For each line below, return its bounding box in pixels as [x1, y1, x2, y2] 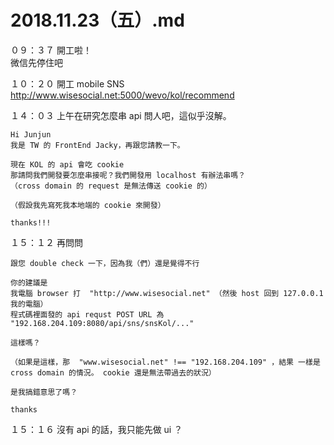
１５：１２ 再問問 [10, 236, 83, 248]
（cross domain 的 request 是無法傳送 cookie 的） [10, 181, 212, 191]
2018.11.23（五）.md [10, 9, 185, 32]
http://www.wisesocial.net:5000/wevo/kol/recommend [10, 89, 235, 101]
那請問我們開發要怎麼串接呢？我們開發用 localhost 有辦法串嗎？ [10, 170, 247, 180]
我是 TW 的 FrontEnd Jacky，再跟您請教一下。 [10, 140, 185, 150]
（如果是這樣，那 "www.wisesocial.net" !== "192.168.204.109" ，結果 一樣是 [10, 357, 321, 367]
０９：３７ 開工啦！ [10, 44, 92, 56]
